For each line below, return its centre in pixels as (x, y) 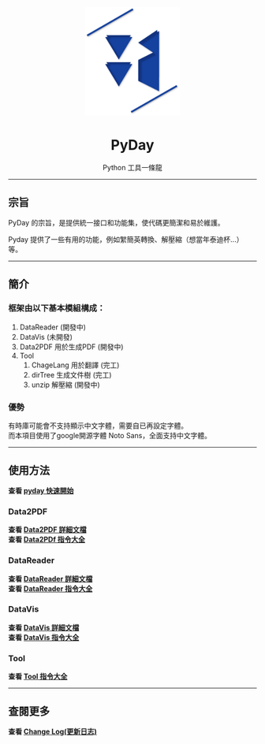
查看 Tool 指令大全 (38, 676)
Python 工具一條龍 (132, 168)
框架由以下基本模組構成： (57, 308)
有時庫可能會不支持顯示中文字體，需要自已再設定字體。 (98, 426)
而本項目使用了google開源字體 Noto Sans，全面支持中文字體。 (110, 436)
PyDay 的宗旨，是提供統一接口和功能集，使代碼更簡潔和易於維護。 (116, 223)
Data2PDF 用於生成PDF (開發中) (71, 347)
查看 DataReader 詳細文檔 (50, 578)
